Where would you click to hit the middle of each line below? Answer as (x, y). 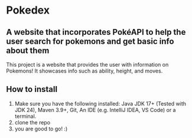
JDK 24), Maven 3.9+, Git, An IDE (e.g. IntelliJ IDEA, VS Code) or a (95, 110)
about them (28, 50)
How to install (32, 89)
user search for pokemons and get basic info (90, 41)
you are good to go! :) (41, 129)
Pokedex (28, 10)
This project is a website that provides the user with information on (87, 65)
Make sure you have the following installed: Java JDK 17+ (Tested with (100, 103)
